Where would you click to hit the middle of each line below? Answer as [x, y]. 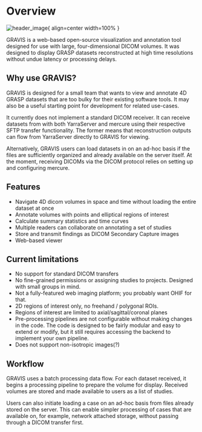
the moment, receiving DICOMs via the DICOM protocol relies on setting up [100, 161]
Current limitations [42, 259]
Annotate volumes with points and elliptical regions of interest [92, 214]
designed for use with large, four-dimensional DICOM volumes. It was [93, 46]
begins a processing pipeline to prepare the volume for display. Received [97, 385]
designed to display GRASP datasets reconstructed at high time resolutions [100, 52]
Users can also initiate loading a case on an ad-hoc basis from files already [100, 403]
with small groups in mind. [48, 287]
